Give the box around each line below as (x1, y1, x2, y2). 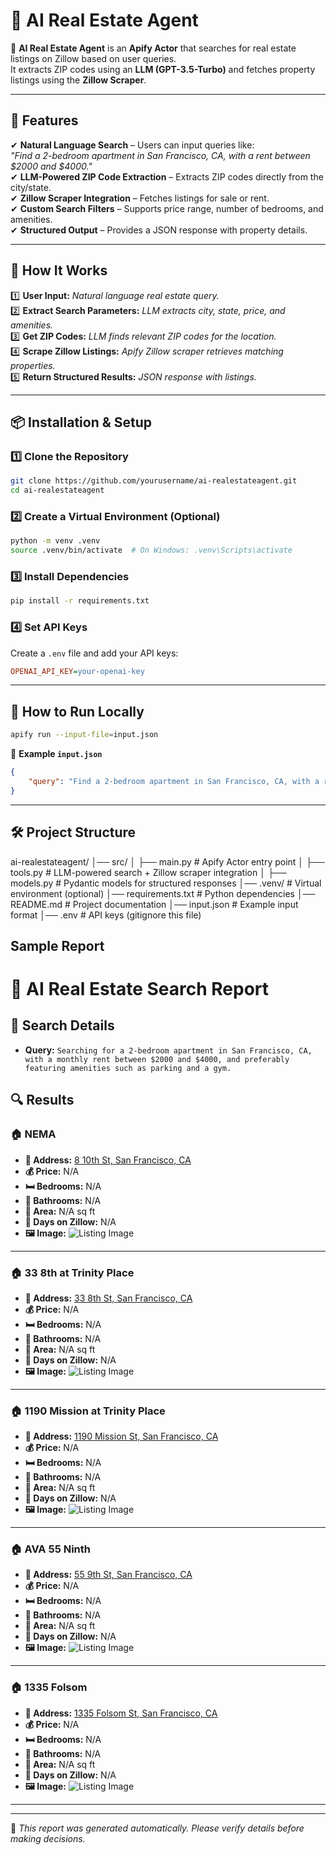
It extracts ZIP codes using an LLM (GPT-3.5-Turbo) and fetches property (10, 63, 316, 75)
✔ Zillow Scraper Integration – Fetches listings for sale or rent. (10, 192, 270, 204)
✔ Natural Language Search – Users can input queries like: (10, 139, 255, 151)
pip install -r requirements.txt (10, 596, 150, 606)
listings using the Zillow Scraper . (10, 74, 147, 86)
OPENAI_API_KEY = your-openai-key (10, 666, 145, 676)
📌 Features (10, 112, 79, 129)
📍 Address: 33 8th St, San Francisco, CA (24, 1292, 193, 1304)
